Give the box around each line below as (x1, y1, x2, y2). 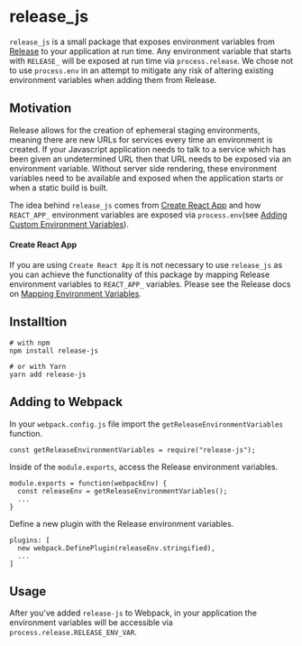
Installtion (9, 314, 68, 330)
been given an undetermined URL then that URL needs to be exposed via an (9, 153, 291, 164)
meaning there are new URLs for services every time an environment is (9, 134, 273, 145)
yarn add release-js (9, 370, 87, 379)
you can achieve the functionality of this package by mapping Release (9, 269, 270, 280)
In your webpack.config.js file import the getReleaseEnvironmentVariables (9, 418, 284, 429)
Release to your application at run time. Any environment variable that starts (9, 45, 291, 56)
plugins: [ (9, 535, 50, 545)
